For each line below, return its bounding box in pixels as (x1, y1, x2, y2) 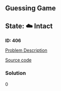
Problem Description (5, 47, 47, 53)
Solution (5, 70, 26, 77)
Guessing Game (5, 4, 56, 13)
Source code (5, 57, 31, 63)
